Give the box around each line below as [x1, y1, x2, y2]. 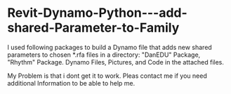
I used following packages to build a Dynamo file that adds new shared [7, 43, 212, 51]
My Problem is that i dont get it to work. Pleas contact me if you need [7, 72, 207, 80]
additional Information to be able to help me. [7, 79, 136, 87]
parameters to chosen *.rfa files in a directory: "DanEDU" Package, [7, 51, 201, 59]
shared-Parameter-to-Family [7, 20, 180, 36]
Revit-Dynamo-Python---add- [7, 5, 187, 21]
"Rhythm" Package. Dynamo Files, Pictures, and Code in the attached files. [7, 58, 225, 66]
